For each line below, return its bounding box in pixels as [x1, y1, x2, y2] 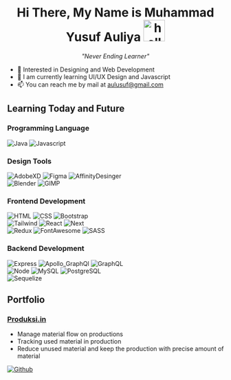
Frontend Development [7, 196, 86, 205]
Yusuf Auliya [65, 30, 141, 45]
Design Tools [7, 156, 52, 166]
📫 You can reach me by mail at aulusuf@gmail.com [16, 80, 164, 89]
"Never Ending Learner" [81, 52, 150, 60]
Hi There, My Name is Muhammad [16, 5, 214, 21]
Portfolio [7, 293, 45, 305]
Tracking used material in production [16, 337, 122, 346]
